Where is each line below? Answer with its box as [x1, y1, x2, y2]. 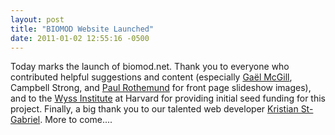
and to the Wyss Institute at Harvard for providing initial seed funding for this [10, 92, 326, 105]
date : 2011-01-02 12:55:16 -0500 [10, 33, 150, 43]
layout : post [10, 14, 65, 25]
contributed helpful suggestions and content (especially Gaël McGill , [10, 71, 293, 83]
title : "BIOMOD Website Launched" [10, 24, 155, 34]
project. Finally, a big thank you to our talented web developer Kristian [10, 103, 299, 115]
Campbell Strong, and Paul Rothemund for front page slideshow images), [10, 82, 312, 94]
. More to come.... [39, 114, 113, 126]
